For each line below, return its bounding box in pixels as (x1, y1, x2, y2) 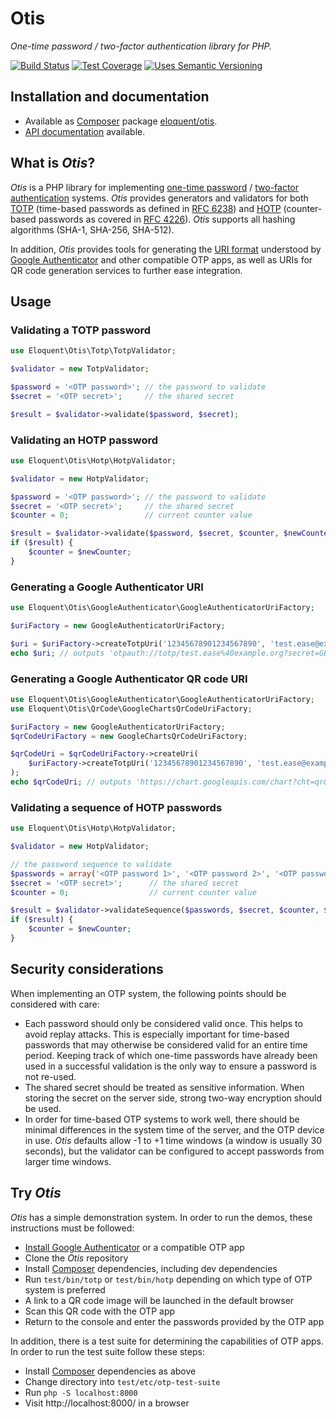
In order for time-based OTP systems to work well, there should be (24, 1113, 300, 1125)
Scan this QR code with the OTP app (24, 1305, 176, 1317)
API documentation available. (24, 125, 146, 137)
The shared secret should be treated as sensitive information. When (24, 1081, 305, 1093)
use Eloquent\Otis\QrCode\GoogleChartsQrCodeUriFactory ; (10, 703, 253, 714)
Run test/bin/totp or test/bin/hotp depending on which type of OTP (24, 1273, 313, 1285)
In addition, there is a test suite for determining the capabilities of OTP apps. (10, 1335, 324, 1347)
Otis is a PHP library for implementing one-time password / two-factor (10, 181, 300, 193)
